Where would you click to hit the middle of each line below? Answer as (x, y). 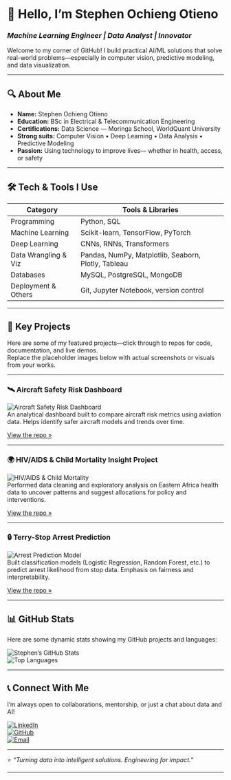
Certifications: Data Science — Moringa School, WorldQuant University (119, 129)
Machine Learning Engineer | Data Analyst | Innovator (99, 36)
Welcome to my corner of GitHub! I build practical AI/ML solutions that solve (115, 50)
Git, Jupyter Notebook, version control (142, 291)
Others (22, 295)
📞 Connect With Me (48, 688)
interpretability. (29, 577)
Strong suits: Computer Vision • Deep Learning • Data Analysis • (110, 136)
